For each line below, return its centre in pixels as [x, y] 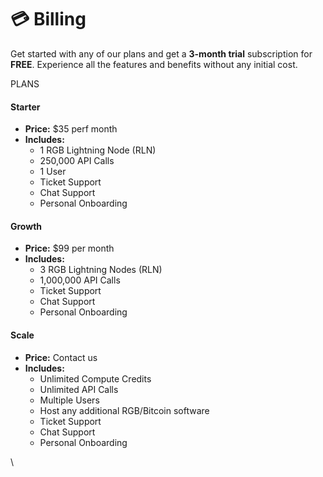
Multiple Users [69, 400]
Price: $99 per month [69, 248]
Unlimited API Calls [79, 389]
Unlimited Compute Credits [95, 378]
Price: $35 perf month [71, 129]
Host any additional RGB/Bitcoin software [124, 410]
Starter [25, 107]
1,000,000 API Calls [80, 280]
